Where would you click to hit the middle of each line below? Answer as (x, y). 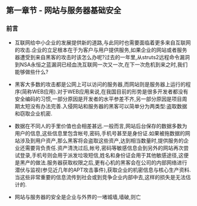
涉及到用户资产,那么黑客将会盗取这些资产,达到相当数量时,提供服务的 (101, 140)
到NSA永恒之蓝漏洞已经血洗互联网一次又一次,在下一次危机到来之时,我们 (101, 64)
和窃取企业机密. (33, 114)
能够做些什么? (31, 71)
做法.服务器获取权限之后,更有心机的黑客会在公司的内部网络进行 (111, 162)
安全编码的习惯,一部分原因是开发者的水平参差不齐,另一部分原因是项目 (98, 99)
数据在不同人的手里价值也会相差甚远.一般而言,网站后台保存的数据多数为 (101, 126)
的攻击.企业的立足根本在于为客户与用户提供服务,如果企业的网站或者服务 (101, 50)
